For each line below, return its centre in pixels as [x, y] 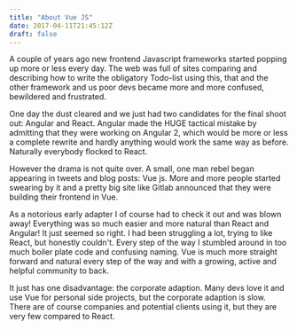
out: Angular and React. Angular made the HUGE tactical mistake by [133, 123]
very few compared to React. [62, 317]
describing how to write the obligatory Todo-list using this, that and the [139, 78]
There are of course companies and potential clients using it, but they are [143, 307]
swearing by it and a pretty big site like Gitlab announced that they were [141, 188]
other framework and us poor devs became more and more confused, [137, 87]
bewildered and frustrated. [58, 97]
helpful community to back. [59, 271]
